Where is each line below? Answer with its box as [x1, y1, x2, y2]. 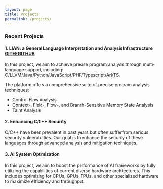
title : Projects [5, 12, 39, 17]
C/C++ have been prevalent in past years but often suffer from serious [5, 129, 149, 135]
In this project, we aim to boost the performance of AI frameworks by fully [5, 162, 156, 168]
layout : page [5, 7, 32, 12]
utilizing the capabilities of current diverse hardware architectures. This [5, 167, 151, 174]
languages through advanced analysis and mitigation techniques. [5, 140, 138, 146]
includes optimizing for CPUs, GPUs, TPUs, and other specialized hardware [5, 173, 159, 179]
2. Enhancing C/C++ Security [5, 119, 67, 125]
